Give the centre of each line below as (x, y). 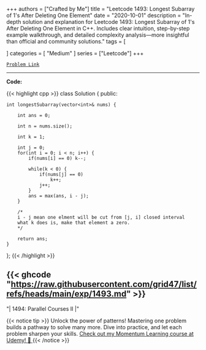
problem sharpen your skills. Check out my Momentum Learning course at (100, 333)
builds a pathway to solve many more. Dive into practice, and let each (94, 327)
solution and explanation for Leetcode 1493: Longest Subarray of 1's (109, 22)
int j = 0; (31, 148)
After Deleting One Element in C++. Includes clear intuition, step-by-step (98, 28)
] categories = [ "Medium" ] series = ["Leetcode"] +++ (75, 53)
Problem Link (23, 64)
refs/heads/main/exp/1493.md (67, 294)
